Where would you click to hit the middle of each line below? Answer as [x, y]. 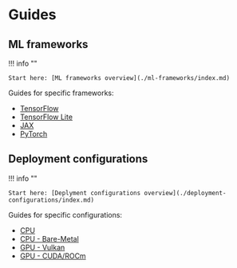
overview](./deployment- [185, 193]
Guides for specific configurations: [65, 214]
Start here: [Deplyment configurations [75, 193]
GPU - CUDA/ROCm [53, 256]
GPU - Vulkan [42, 247]
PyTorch [34, 134]
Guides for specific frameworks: [61, 93]
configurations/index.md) [51, 200]
